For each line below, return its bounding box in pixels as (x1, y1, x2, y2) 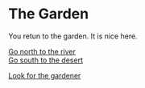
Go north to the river (8, 46, 77, 56)
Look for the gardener (8, 70, 81, 80)
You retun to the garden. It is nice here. (8, 31, 139, 41)
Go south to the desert (8, 55, 83, 65)
